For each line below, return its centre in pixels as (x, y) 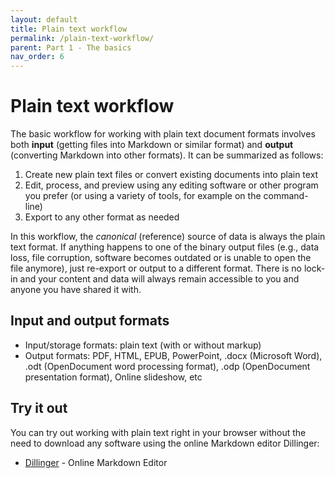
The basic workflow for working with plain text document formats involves (163, 134)
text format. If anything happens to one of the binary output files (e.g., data (165, 247)
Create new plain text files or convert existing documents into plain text (171, 175)
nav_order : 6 (37, 57)
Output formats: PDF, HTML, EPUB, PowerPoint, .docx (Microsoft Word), (173, 355)
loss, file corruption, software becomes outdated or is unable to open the (161, 258)
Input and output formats (90, 321)
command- (286, 196)
